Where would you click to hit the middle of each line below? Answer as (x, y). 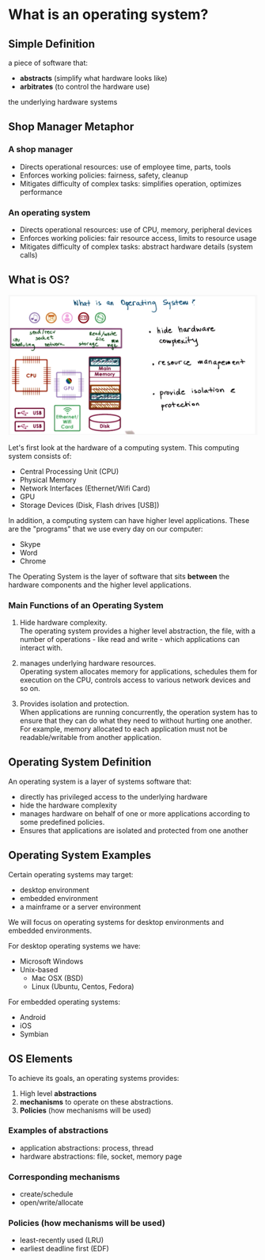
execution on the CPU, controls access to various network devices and (135, 680)
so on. (30, 689)
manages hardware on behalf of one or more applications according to (135, 813)
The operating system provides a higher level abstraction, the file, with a (137, 631)
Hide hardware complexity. (64, 623)
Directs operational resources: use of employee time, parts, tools (125, 166)
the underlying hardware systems (63, 102)
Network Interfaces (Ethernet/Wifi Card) (85, 488)
